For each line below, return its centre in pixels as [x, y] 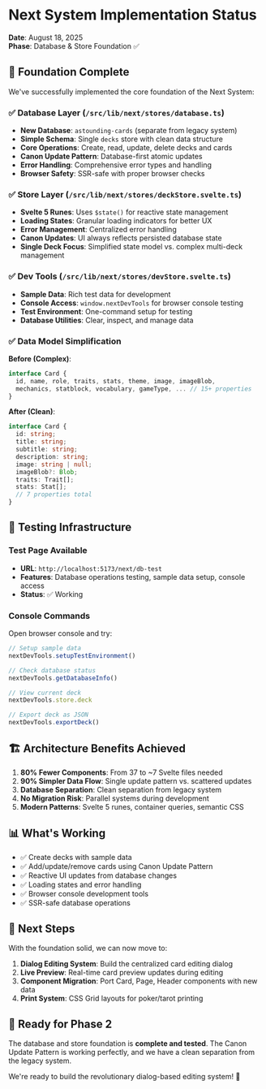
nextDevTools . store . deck [50, 700]
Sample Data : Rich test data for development [95, 294]
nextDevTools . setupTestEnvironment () [72, 655]
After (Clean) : [32, 412]
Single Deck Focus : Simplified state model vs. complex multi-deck [131, 247]
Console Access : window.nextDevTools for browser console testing [132, 303]
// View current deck [45, 693]
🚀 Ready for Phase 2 [60, 1024]
